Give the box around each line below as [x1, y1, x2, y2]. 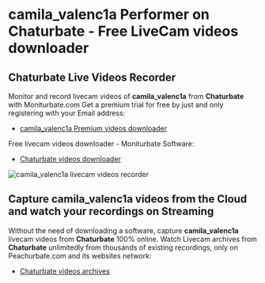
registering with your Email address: [8, 108, 126, 118]
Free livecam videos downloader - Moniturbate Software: [8, 139, 195, 148]
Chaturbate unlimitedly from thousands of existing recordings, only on [8, 243, 239, 252]
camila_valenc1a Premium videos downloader [19, 124, 168, 133]
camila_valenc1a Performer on [8, 6, 210, 24]
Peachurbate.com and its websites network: [8, 251, 152, 260]
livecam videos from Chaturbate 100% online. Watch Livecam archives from [8, 234, 257, 243]
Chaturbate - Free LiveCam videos [8, 22, 239, 40]
